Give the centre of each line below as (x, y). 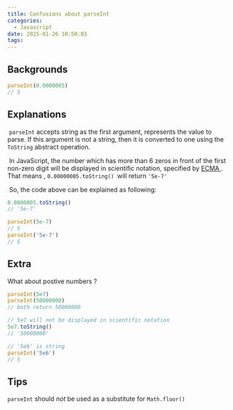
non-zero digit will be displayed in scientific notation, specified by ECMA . (115, 168)
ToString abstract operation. (49, 147)
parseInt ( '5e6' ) (31, 353)
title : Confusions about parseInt (59, 14)
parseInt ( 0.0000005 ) (38, 85)
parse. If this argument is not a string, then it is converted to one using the (116, 139)
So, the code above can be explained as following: (83, 189)
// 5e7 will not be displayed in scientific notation (89, 320)
